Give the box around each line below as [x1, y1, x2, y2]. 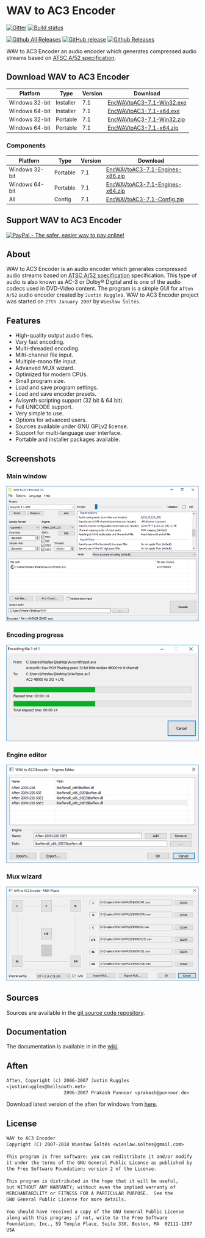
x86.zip [106, 172, 125, 179]
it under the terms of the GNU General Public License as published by [6, 1160, 192, 1166]
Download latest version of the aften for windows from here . [6, 1100, 157, 1108]
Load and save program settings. [15, 384, 99, 391]
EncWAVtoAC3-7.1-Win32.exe [107, 98, 187, 106]
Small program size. [15, 377, 66, 385]
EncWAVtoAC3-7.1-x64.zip [107, 124, 179, 132]
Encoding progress [6, 631, 64, 639]
